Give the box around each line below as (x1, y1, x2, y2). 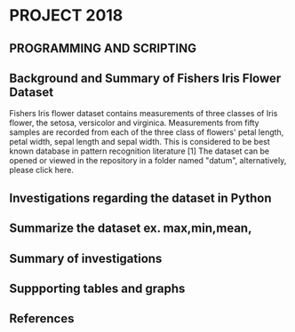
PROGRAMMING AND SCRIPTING (9, 41, 197, 56)
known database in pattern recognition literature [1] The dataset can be (9, 146, 269, 156)
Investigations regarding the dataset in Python (9, 190, 273, 205)
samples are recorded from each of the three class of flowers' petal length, (9, 127, 284, 138)
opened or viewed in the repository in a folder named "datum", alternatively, (9, 155, 287, 166)
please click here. (9, 165, 74, 176)
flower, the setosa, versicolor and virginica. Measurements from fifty (9, 117, 259, 129)
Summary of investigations (9, 250, 163, 266)
